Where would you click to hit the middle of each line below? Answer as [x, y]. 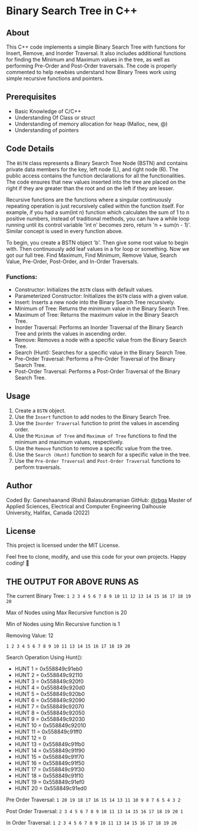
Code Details [30, 149]
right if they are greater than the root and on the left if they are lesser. [90, 188]
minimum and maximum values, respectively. [69, 442]
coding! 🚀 [18, 563]
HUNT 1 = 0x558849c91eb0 [49, 669]
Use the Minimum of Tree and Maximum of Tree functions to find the [95, 436]
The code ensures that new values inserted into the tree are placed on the [96, 182]
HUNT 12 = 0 [30, 738]
